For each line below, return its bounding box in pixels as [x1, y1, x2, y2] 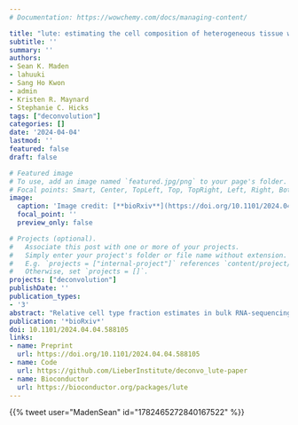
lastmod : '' [9, 137, 53, 146]
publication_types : [9, 292, 82, 301]
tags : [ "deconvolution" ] [9, 112, 101, 121]
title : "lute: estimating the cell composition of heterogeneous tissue [9, 28, 284, 38]
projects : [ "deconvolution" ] [9, 276, 117, 285]
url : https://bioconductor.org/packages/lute [17, 382, 189, 391]
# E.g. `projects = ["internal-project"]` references [9, 259, 220, 268]
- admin [9, 86, 38, 96]
